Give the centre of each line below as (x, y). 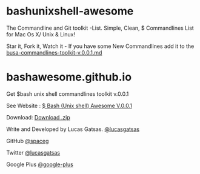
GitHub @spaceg (28, 141)
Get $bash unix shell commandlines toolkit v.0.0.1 (68, 94)
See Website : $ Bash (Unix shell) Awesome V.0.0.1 (69, 105)
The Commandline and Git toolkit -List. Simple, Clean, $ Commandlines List (100, 28)
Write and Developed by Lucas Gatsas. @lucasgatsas (73, 129)
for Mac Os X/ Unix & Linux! (41, 34)
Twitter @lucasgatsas (33, 152)
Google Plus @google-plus (40, 164)
